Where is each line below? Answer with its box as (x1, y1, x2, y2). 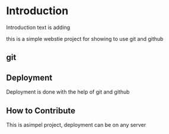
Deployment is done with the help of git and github (6, 88, 130, 95)
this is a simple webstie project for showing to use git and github (6, 35, 164, 42)
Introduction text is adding (6, 24, 71, 31)
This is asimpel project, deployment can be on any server (6, 121, 146, 128)
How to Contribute (6, 106, 76, 116)
